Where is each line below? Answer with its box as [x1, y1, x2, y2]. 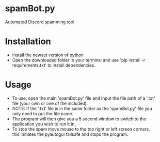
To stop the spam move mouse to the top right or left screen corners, [12, 126, 150, 132]
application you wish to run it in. [12, 121, 76, 126]
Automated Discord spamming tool [5, 19, 75, 25]
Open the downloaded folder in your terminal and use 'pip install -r [12, 57, 145, 63]
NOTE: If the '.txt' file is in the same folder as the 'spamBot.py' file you [12, 105, 153, 111]
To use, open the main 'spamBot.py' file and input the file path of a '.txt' [12, 95, 155, 101]
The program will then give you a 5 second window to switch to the [12, 116, 146, 122]
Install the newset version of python [12, 52, 84, 58]
